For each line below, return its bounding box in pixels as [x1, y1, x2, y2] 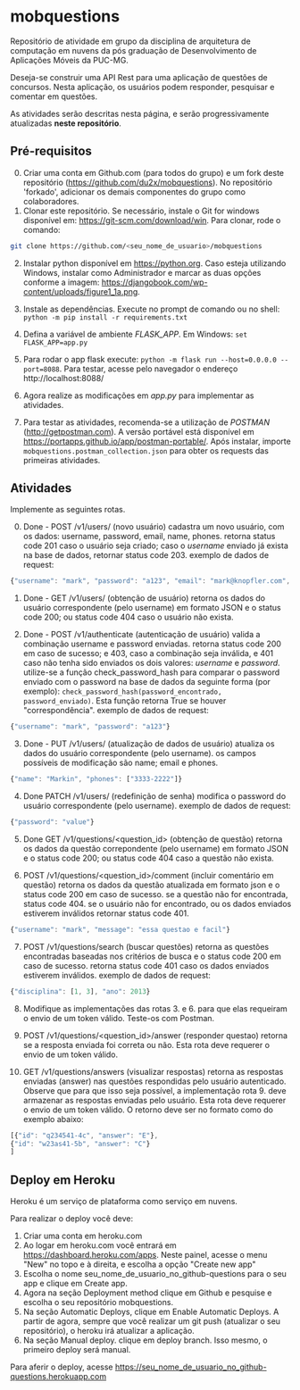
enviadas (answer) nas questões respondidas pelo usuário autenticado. [22, 1076, 287, 1086]
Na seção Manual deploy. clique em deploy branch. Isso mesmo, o [22, 1335, 268, 1345]
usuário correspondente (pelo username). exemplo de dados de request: [22, 801, 291, 812]
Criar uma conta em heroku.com [22, 1230, 143, 1242]
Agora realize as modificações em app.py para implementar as [22, 390, 254, 401]
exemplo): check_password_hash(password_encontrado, [22, 686, 222, 697]
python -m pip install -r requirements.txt [22, 312, 188, 322]
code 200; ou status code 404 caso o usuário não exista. [22, 612, 235, 622]
